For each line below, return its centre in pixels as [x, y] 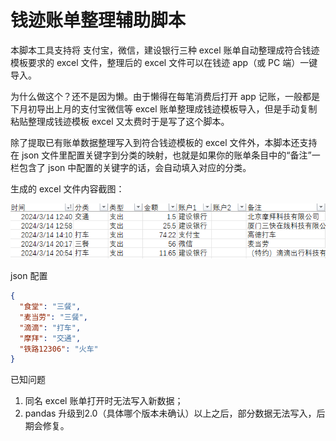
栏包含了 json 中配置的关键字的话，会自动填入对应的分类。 [131, 167]
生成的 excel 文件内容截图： [67, 188]
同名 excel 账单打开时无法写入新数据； [104, 401]
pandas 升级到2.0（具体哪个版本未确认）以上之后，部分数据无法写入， [170, 413]
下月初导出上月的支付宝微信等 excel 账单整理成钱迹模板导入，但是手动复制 [164, 108]
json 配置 [29, 276]
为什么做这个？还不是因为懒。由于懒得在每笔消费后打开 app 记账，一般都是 [165, 96]
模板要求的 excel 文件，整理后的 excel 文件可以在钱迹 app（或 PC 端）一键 [164, 62]
